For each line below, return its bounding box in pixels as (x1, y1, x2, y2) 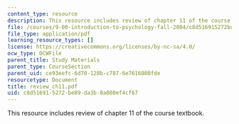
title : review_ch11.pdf (7, 83, 78, 90)
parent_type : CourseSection (7, 63, 91, 70)
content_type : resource (7, 10, 78, 18)
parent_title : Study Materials (7, 57, 100, 64)
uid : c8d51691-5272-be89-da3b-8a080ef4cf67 (7, 89, 139, 96)
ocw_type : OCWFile (7, 50, 62, 57)
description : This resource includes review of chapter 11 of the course (7, 17, 231, 24)
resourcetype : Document (7, 76, 78, 84)
